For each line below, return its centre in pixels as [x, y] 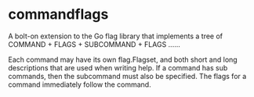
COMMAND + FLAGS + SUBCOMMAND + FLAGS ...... [94, 44]
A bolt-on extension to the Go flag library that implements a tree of [116, 36]
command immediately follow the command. [80, 84]
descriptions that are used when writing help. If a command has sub [118, 67]
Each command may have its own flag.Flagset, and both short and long [123, 59]
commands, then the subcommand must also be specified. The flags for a [127, 76]
